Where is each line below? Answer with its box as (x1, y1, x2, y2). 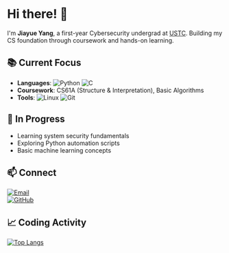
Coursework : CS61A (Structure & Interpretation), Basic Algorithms (16, 86, 204, 94)
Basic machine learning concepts (16, 146, 112, 154)
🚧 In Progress (7, 113, 65, 125)
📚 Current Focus (7, 57, 82, 69)
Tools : (16, 93, 36, 102)
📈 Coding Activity (7, 217, 87, 228)
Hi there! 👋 (7, 6, 69, 22)
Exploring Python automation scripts (16, 139, 120, 147)
